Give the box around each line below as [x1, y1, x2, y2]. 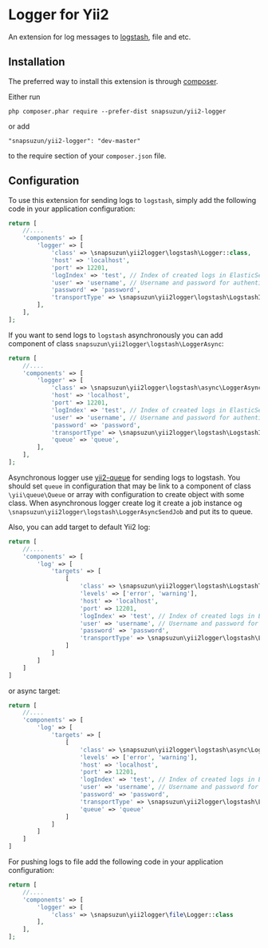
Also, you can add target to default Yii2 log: [8, 522, 151, 532]
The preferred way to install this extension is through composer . [8, 76, 219, 86]
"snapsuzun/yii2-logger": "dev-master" [8, 137, 141, 145]
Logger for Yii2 [8, 6, 109, 24]
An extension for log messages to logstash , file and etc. [8, 32, 191, 42]
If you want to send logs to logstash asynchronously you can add [8, 330, 223, 340]
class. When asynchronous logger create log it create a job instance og [8, 498, 242, 508]
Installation [8, 55, 65, 69]
